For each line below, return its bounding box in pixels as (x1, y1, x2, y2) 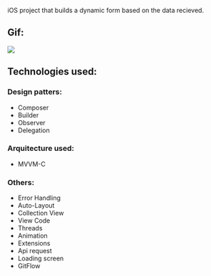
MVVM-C (17, 159, 46, 168)
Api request (17, 247, 52, 255)
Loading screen (17, 254, 64, 262)
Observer (17, 118, 46, 127)
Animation (17, 231, 48, 240)
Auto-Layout (17, 201, 55, 210)
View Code (17, 216, 51, 225)
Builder (17, 110, 39, 120)
